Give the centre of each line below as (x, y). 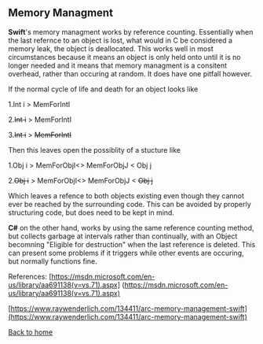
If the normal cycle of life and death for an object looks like (103, 89)
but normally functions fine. (53, 261)
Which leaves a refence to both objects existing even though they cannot (126, 195)
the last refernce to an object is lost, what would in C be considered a (121, 40)
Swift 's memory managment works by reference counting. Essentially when (131, 31)
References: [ (30, 276)
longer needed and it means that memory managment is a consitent (118, 65)
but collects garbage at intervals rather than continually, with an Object (123, 236)
